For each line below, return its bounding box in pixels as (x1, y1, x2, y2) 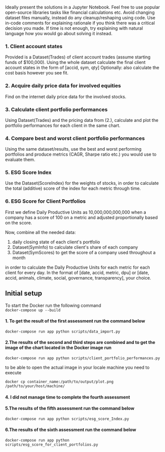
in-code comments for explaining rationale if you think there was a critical (5, 20, 155, 26)
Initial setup (5, 289, 42, 298)
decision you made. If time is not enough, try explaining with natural (5, 25, 143, 31)
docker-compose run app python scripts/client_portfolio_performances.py (5, 356, 161, 361)
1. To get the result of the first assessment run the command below (5, 318, 145, 324)
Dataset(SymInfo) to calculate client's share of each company (12, 244, 138, 250)
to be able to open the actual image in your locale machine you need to (5, 364, 150, 370)
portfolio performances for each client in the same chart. (5, 122, 121, 128)
